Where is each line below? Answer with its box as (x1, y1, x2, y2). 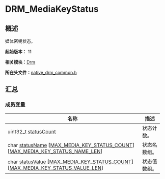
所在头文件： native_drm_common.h (5, 70, 77, 75)
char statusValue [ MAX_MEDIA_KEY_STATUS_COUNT (7, 158, 132, 165)
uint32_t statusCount (7, 128, 56, 135)
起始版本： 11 (5, 49, 32, 55)
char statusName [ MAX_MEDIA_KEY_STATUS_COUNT (7, 142, 133, 149)
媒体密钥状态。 (5, 38, 35, 44)
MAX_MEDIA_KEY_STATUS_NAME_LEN (9, 148, 101, 154)
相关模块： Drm (5, 59, 35, 65)
